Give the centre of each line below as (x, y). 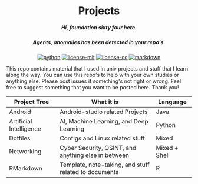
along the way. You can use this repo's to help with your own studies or (93, 75)
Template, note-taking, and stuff (105, 165)
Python (166, 125)
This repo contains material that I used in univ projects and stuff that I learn (97, 68)
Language (172, 102)
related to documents (89, 172)
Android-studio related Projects (104, 112)
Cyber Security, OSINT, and (98, 148)
